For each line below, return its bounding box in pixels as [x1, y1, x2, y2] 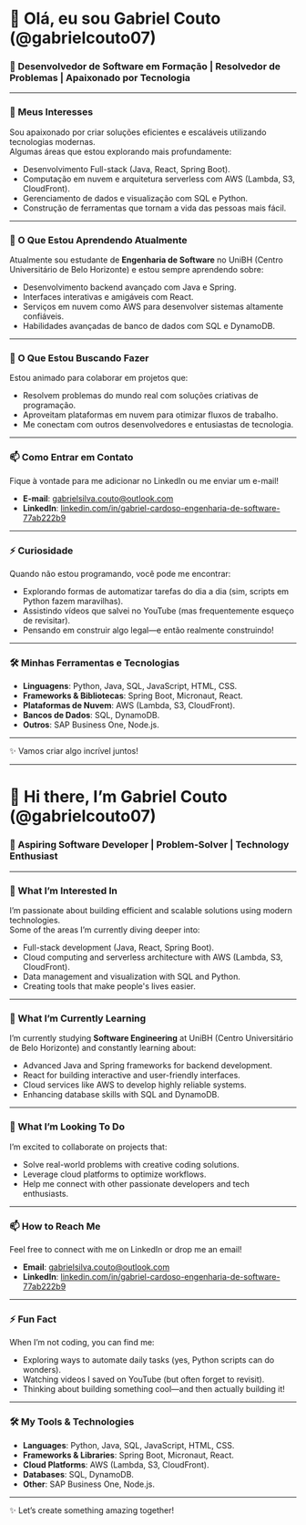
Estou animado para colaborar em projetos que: [9, 373, 189, 384]
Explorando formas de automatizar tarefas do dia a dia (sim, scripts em [22, 585, 290, 596]
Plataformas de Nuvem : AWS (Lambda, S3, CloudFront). [22, 700, 236, 711]
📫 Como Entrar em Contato [9, 451, 134, 464]
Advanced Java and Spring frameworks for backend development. [22, 1060, 273, 1071]
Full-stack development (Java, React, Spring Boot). [22, 943, 215, 953]
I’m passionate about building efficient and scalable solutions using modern [9, 905, 293, 916]
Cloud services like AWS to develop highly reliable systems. [22, 1079, 248, 1090]
